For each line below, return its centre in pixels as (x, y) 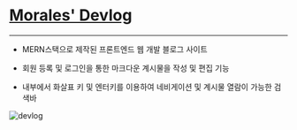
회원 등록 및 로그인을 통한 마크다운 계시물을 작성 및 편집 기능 (126, 68)
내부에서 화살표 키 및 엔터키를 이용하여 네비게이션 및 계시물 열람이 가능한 (147, 87)
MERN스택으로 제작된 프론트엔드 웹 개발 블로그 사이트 (114, 49)
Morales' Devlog (71, 15)
